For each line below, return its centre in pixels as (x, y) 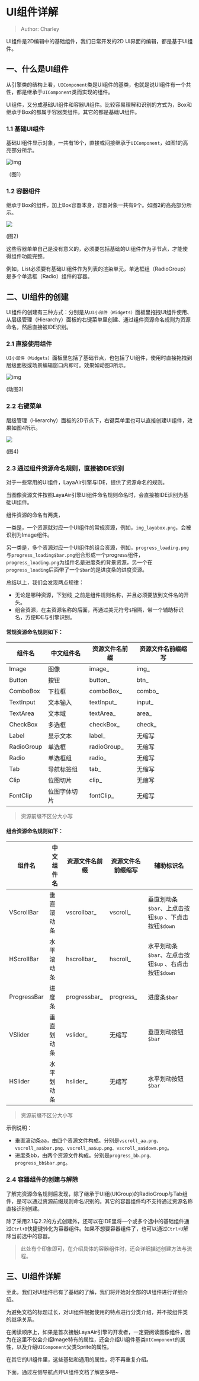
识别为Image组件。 (29, 535)
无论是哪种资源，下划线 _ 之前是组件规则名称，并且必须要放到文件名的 (99, 595)
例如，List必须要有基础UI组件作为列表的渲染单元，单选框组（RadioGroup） (98, 269)
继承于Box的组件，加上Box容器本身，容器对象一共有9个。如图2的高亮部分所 (99, 205)
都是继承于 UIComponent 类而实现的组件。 (65, 92)
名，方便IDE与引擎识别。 (45, 617)
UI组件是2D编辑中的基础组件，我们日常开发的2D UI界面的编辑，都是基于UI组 (99, 41)
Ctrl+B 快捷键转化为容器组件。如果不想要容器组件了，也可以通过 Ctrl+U (97, 1229)
